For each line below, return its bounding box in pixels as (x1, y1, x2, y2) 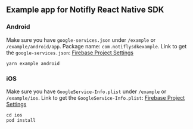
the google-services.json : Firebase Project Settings (6, 49, 134, 56)
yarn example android (6, 60, 60, 66)
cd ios (6, 112, 23, 118)
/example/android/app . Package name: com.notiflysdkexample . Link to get (6, 42, 187, 50)
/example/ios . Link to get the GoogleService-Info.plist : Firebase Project (6, 94, 185, 101)
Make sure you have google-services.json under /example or (6, 36, 156, 44)
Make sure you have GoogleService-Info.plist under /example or (6, 88, 167, 95)
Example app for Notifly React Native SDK (6, 5, 164, 15)
